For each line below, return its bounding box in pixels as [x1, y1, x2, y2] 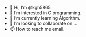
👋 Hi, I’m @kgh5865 [9, 5, 51, 10]
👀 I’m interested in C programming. [9, 10, 82, 16]
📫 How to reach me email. [9, 26, 65, 32]
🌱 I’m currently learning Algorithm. [9, 15, 81, 21]
